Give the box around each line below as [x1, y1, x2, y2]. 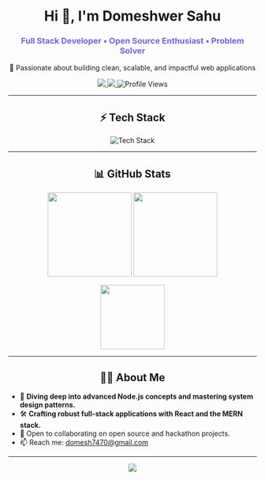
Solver [119, 45, 146, 56]
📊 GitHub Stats [94, 167, 171, 180]
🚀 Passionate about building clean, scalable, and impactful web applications [9, 63, 256, 73]
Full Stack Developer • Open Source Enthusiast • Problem [21, 36, 244, 47]
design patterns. [19, 399, 76, 410]
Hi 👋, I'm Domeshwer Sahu [43, 7, 222, 25]
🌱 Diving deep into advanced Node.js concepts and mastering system [19, 391, 254, 401]
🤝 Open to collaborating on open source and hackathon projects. [19, 429, 230, 438]
